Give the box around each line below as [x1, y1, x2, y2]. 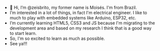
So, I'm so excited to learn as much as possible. [9, 35, 105, 41]
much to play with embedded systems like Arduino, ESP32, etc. [9, 15, 137, 20]
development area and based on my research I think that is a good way [9, 25, 152, 31]
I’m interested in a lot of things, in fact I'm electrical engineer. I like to [9, 10, 147, 16]
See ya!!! [9, 41, 28, 46]
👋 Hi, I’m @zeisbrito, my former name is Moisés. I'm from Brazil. [9, 5, 137, 10]
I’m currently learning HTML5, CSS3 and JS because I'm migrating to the [9, 20, 155, 26]
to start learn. [9, 31, 37, 36]
